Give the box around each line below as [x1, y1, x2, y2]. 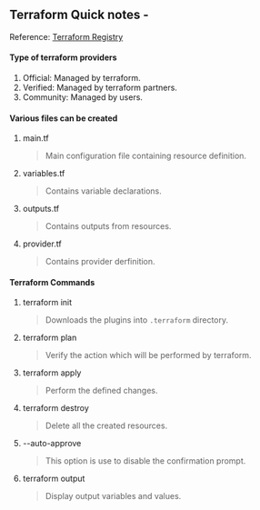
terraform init [22, 297, 73, 308]
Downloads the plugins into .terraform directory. [45, 315, 229, 325]
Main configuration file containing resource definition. [45, 150, 247, 162]
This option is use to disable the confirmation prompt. [45, 455, 246, 466]
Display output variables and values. [45, 491, 182, 502]
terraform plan [22, 332, 77, 344]
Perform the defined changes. [45, 385, 158, 396]
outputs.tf [22, 204, 60, 215]
